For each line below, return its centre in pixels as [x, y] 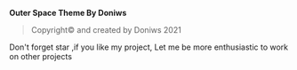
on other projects [41, 56]
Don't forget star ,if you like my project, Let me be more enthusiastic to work [149, 47]
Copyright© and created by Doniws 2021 [106, 30]
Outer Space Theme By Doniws [68, 13]
